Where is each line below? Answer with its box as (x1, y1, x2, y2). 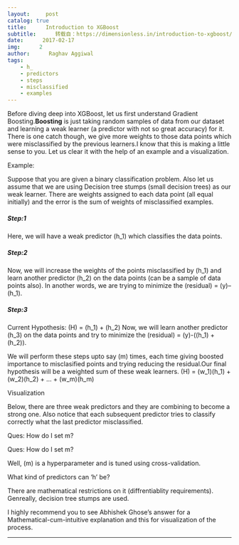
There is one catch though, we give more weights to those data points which (7, 133, 232, 141)
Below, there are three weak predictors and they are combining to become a (7, 403, 230, 411)
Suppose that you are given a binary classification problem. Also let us (7, 175, 214, 184)
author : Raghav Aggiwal (7, 51, 94, 58)
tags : (7, 57, 23, 64)
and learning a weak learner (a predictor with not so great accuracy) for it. (7, 125, 225, 133)
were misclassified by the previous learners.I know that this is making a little (7, 140, 230, 148)
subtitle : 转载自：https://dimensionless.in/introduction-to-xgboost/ (7, 30, 233, 38)
